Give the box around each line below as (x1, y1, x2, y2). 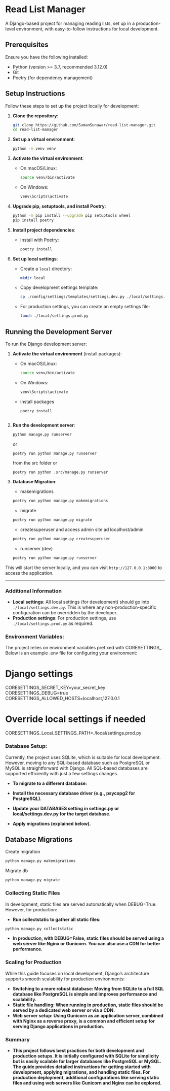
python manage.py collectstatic (5, 926, 73, 931)
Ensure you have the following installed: (5, 54, 89, 60)
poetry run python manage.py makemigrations (12, 499, 108, 504)
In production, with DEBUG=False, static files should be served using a (12, 935, 164, 941)
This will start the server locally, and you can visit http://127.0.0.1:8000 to (5, 565, 162, 571)
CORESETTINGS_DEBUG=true (5, 690, 68, 696)
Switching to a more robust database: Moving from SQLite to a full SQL (12, 985, 164, 991)
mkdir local (20, 275, 46, 280)
